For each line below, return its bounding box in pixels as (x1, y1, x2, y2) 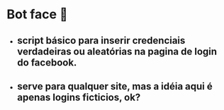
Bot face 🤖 (6, 6, 68, 23)
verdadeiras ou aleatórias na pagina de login (16, 45, 218, 57)
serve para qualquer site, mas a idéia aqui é (16, 80, 213, 92)
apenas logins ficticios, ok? (16, 91, 141, 103)
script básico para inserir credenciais (16, 35, 186, 47)
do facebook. (16, 56, 77, 68)
